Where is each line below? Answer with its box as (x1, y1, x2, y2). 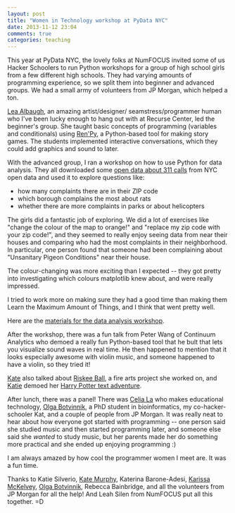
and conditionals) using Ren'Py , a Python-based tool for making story (7, 130, 209, 138)
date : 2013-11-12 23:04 (7, 23, 77, 30)
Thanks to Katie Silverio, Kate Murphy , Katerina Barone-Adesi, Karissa (7, 475, 210, 483)
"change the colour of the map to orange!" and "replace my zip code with (7, 223, 220, 231)
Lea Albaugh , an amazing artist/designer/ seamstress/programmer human (7, 107, 222, 116)
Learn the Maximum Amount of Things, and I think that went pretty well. (7, 303, 215, 311)
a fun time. (7, 461, 39, 470)
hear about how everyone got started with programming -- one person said (7, 418, 226, 426)
